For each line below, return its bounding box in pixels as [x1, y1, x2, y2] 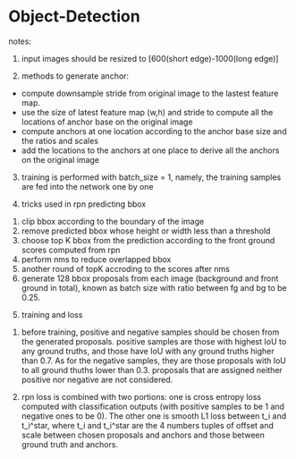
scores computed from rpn [21, 244, 121, 255]
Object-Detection [8, 6, 140, 27]
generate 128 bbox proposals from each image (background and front [21, 273, 279, 284]
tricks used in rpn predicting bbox [21, 199, 147, 209]
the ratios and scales [21, 135, 99, 146]
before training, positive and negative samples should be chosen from [21, 327, 280, 337]
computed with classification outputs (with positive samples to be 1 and [21, 401, 285, 412]
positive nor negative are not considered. [21, 374, 173, 385]
